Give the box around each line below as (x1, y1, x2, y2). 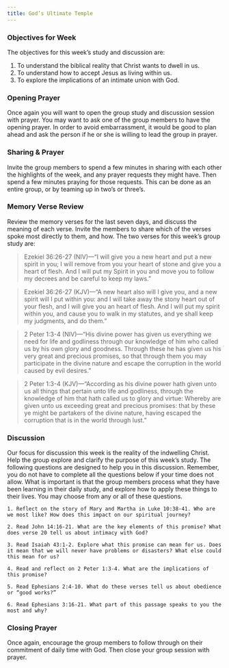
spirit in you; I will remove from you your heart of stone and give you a (23, 259, 221, 268)
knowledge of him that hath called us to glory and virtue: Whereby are (23, 394, 221, 402)
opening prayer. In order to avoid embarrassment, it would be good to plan (7, 123, 217, 131)
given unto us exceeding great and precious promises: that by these (23, 401, 216, 409)
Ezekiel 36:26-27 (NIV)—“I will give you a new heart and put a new (23, 253, 212, 261)
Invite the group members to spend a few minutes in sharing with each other (7, 163, 222, 171)
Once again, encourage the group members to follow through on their (7, 639, 203, 647)
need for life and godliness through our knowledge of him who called (23, 337, 219, 346)
